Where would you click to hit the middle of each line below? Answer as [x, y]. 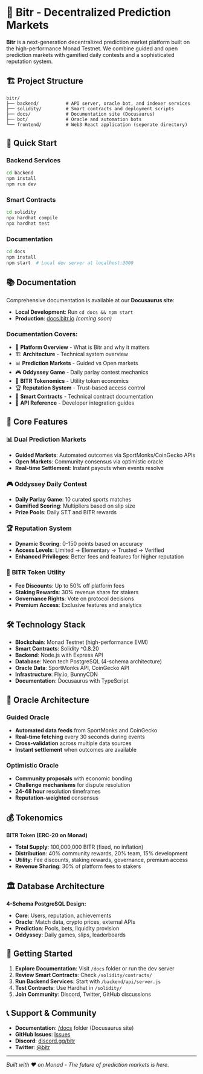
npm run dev [21, 184]
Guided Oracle [28, 717]
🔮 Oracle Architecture [48, 700]
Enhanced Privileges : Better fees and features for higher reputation [99, 557]
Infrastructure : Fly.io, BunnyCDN [56, 674]
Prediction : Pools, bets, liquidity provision [67, 929]
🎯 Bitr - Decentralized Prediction [89, 12]
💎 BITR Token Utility [36, 572]
